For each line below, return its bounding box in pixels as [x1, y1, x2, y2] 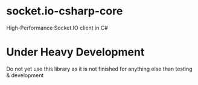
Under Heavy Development [6, 45, 145, 59]
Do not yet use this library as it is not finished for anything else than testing [6, 65, 193, 72]
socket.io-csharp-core [6, 4, 123, 18]
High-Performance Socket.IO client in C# [6, 24, 109, 31]
